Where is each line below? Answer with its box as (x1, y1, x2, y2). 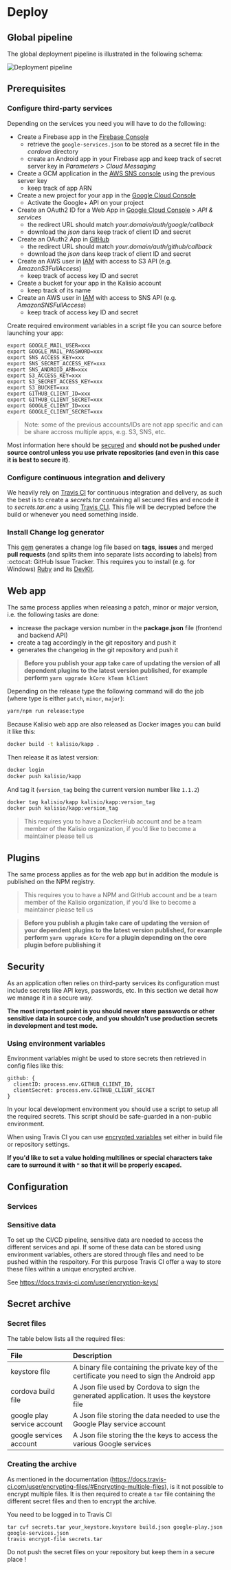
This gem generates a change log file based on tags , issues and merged (7, 543, 214, 551)
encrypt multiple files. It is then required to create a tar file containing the (7, 1490, 215, 1498)
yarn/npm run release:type (7, 708, 85, 715)
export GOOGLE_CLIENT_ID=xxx (7, 402, 91, 409)
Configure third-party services (7, 104, 113, 114)
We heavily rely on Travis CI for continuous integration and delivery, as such (7, 488, 223, 496)
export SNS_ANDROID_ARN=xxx (7, 366, 88, 373)
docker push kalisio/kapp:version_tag (7, 805, 118, 812)
